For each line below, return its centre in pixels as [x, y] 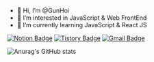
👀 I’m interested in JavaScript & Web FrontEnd [82, 18]
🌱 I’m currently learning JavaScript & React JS [82, 25]
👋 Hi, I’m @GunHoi [43, 11]
